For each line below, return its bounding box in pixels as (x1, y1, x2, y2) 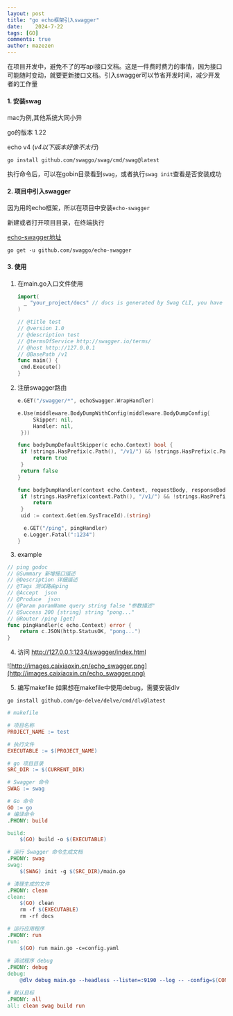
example (17, 550, 42, 558)
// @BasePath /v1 (17, 351, 68, 358)
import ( (17, 293, 40, 300)
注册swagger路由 (17, 384, 67, 392)
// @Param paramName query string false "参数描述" (7, 602, 156, 609)
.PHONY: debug (7, 964, 49, 971)
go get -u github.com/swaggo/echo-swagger (7, 247, 132, 254)
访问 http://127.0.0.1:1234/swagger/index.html (17, 648, 147, 656)
